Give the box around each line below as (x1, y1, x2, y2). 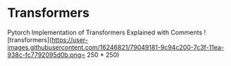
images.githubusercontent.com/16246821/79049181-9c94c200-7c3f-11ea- (7, 43, 224, 51)
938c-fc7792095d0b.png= (7, 51, 86, 59)
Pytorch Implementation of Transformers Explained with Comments (7, 28, 203, 37)
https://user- (51, 35, 88, 44)
